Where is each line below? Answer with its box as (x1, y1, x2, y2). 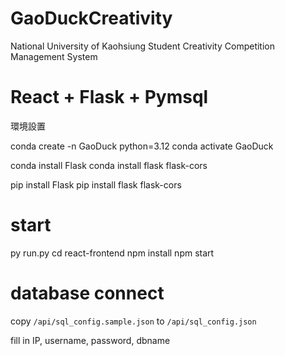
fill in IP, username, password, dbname (10, 334, 171, 346)
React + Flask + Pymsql (10, 86, 209, 109)
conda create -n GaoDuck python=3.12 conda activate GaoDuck (10, 140, 274, 152)
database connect (10, 282, 165, 304)
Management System (10, 50, 98, 62)
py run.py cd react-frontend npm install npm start (10, 247, 215, 259)
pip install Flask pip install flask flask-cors (10, 178, 182, 191)
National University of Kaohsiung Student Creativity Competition (10, 40, 275, 52)
